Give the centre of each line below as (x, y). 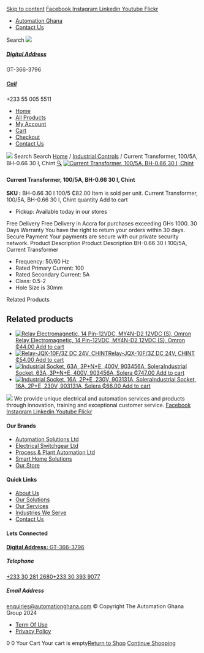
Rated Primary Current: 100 (50, 268)
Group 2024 (22, 612)
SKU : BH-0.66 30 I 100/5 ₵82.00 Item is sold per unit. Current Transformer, (102, 194)
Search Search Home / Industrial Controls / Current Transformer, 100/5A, (106, 156)
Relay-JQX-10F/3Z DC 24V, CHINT (151, 353)
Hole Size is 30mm (39, 287)
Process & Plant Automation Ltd (55, 452)
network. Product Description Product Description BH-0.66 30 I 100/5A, (97, 243)
